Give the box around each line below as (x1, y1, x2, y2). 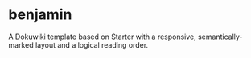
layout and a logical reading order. (35, 40, 149, 49)
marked (8, 40, 34, 49)
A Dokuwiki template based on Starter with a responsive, (8, 32, 197, 41)
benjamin (8, 6, 72, 24)
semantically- (197, 32, 243, 41)
